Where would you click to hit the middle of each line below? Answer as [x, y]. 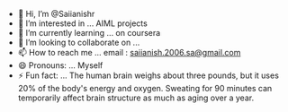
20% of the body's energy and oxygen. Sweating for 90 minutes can [145, 88]
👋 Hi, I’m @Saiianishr [56, 14]
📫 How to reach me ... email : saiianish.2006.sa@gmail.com [129, 52]
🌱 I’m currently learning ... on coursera [89, 33]
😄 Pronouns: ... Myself [60, 65]
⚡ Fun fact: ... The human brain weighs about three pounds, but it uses [148, 75]
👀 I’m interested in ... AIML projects [83, 23]
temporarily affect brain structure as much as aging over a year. [136, 98]
